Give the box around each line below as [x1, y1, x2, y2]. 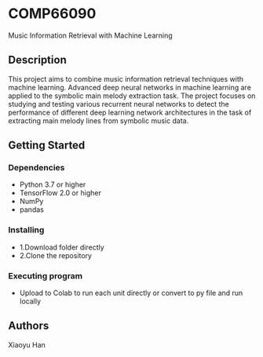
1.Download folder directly [19, 242, 104, 252]
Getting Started [8, 139, 86, 152]
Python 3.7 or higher [19, 180, 86, 189]
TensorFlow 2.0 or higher [19, 188, 102, 198]
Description [8, 53, 67, 67]
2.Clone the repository [19, 250, 93, 260]
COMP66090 [8, 5, 97, 23]
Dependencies [8, 162, 65, 173]
